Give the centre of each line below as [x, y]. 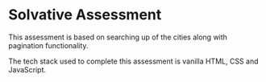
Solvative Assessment [85, 15]
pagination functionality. [48, 45]
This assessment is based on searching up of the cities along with [118, 37]
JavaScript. [27, 69]
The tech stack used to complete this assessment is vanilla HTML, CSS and [133, 61]
